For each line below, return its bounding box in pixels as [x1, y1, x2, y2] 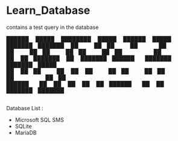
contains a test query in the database [6, 23, 99, 31]
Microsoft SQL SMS [14, 116, 65, 124]
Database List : [6, 104, 43, 111]
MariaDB [14, 129, 37, 136]
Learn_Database [6, 4, 91, 17]
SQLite [14, 122, 32, 130]
